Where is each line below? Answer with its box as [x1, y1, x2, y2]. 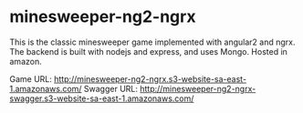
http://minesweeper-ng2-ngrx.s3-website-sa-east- [53, 73, 247, 84]
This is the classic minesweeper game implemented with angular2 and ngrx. [9, 36, 296, 47]
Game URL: [9, 73, 53, 84]
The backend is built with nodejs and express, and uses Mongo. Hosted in [9, 46, 287, 56]
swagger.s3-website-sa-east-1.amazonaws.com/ [9, 93, 194, 104]
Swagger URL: [83, 83, 139, 94]
